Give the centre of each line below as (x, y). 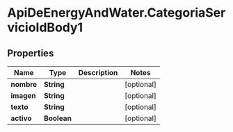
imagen (23, 96)
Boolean (58, 118)
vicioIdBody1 (45, 27)
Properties (31, 53)
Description (98, 73)
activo (22, 118)
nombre (24, 84)
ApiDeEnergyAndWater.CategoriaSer (116, 13)
